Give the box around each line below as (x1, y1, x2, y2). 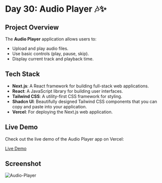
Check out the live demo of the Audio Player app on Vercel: (5, 136, 124, 142)
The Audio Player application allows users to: (5, 36, 97, 42)
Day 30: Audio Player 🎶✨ (5, 3, 107, 15)
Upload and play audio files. (12, 45, 69, 51)
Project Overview (5, 23, 59, 31)
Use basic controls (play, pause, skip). (12, 51, 89, 57)
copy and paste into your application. (12, 103, 87, 109)
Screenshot (5, 160, 41, 168)
